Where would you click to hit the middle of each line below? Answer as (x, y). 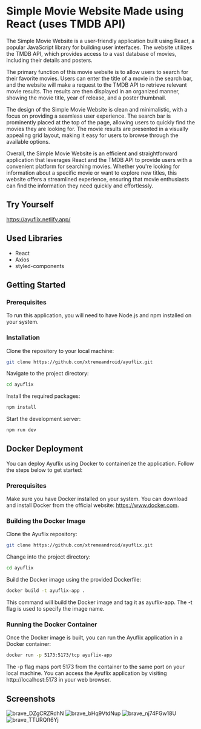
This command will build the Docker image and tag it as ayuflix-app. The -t (99, 602)
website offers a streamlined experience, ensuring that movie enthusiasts (98, 179)
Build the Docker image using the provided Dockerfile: (74, 580)
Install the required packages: (43, 396)
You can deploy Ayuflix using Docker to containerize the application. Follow (100, 463)
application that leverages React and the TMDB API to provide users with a (99, 160)
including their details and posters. (49, 60)
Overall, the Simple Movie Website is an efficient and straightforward (92, 153)
